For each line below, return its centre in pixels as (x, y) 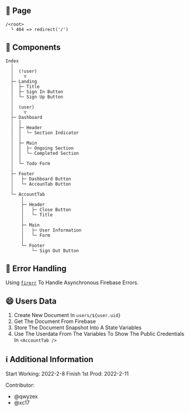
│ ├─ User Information (51, 230)
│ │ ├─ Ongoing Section (42, 148)
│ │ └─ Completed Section (45, 153)
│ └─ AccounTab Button (41, 184)
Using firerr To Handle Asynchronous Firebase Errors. (72, 282)
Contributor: (20, 385)
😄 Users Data (31, 301)
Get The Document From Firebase (55, 321)
